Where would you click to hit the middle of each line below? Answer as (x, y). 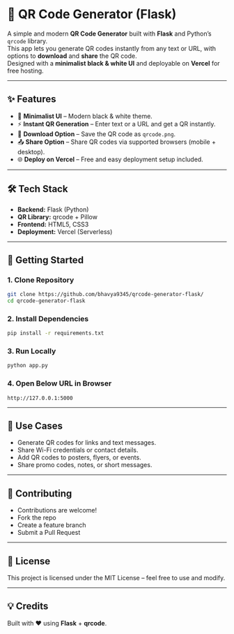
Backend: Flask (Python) (53, 209)
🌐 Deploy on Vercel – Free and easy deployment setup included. (110, 159)
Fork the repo (37, 518)
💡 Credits (28, 606)
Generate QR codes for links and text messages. (87, 443)
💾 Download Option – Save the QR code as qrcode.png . (96, 134)
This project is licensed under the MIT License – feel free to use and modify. (116, 578)
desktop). (31, 152)
